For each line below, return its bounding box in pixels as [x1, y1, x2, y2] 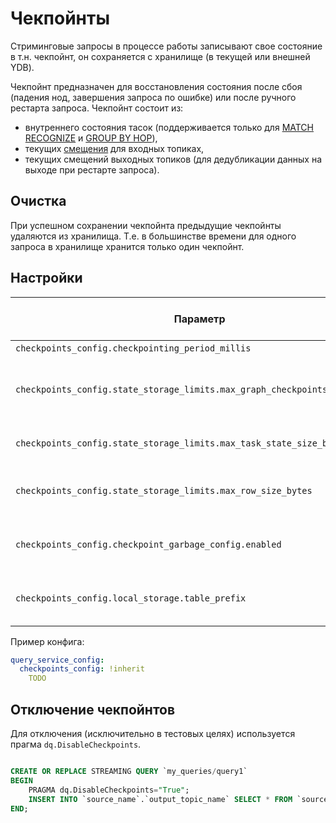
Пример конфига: [10, 635, 85, 647]
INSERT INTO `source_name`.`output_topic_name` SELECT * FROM [28, 794, 293, 804]
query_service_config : [10, 655, 105, 665]
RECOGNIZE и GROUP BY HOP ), [24, 132, 158, 144]
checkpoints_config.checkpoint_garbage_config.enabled [15, 538, 282, 550]
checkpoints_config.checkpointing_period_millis [15, 342, 252, 354]
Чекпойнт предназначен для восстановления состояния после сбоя [10, 80, 303, 92]
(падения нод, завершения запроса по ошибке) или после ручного [10, 91, 297, 103]
